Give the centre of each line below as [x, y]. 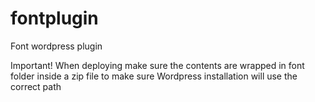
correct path [36, 86]
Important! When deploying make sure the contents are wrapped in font [157, 65]
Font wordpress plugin [56, 46]
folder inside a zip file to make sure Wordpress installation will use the [154, 76]
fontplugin [54, 18]
